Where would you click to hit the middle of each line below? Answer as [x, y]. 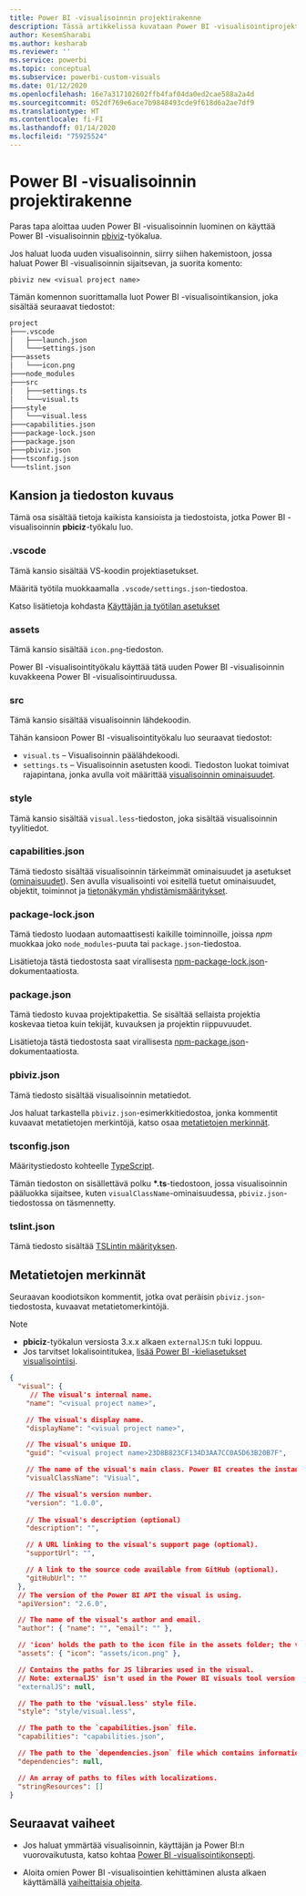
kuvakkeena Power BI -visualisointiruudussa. [93, 676]
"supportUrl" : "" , [61, 1553]
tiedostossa [31, 1203]
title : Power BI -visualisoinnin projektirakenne [106, 18]
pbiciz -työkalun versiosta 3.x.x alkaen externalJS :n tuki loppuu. [143, 1342]
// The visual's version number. [89, 1494]
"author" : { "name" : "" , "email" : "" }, [95, 1629]
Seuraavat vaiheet [62, 1823]
